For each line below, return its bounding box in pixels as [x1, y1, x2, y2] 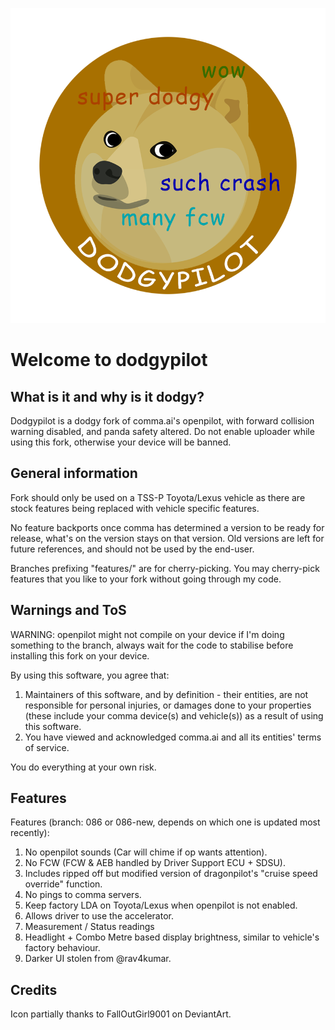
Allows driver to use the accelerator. [24, 910, 174, 922]
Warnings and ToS [10, 602, 127, 619]
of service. [24, 741, 70, 753]
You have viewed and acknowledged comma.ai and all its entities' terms [24, 731, 322, 743]
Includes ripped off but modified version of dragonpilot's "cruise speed [24, 868, 318, 880]
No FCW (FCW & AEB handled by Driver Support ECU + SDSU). [24, 857, 287, 869]
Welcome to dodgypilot [10, 349, 208, 372]
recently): [10, 827, 50, 839]
